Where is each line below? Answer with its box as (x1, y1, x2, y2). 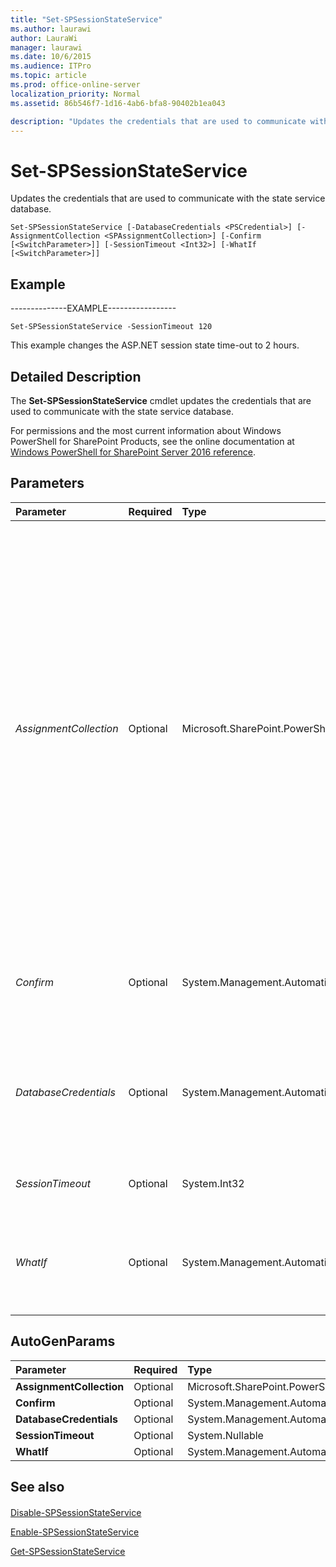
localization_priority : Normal (10, 89, 141, 99)
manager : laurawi (10, 42, 83, 53)
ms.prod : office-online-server (10, 80, 141, 90)
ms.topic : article (10, 71, 87, 81)
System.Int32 (181, 1176, 245, 1190)
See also (10, 1478, 65, 1495)
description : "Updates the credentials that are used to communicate (10, 116, 307, 126)
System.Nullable (187, 1428, 264, 1442)
